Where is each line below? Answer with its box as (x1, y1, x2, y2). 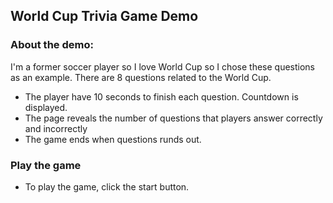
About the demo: (10, 38, 94, 52)
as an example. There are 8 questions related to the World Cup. (10, 71, 272, 83)
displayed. (24, 101, 68, 113)
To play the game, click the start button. (24, 180, 190, 193)
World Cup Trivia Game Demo (10, 8, 199, 25)
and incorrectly (24, 122, 88, 134)
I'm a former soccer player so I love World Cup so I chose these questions (10, 60, 316, 73)
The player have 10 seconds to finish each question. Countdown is (24, 90, 299, 103)
